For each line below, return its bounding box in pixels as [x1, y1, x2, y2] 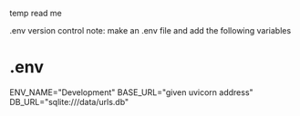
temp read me [9, 8, 62, 18]
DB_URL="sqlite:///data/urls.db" [9, 96, 129, 107]
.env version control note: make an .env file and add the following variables [9, 25, 292, 35]
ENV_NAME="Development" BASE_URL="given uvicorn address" [9, 86, 253, 98]
